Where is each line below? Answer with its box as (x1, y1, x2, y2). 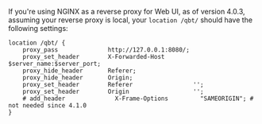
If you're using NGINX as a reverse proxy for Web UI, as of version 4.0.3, (8, 7, 245, 16)
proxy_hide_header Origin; (22, 74, 133, 82)
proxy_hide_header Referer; (22, 67, 137, 75)
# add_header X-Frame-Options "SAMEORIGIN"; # (22, 95, 254, 103)
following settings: (8, 24, 69, 33)
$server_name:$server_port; (8, 60, 102, 68)
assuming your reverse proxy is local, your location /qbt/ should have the (8, 15, 252, 25)
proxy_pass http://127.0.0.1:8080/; (22, 46, 191, 54)
